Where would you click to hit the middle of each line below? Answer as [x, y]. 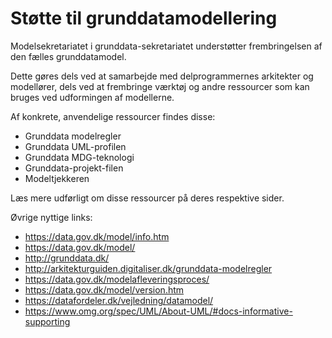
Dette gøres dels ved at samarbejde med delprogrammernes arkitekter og [162, 76]
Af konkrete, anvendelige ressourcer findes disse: [113, 116]
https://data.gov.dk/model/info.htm [97, 236]
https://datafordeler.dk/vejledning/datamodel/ [119, 300]
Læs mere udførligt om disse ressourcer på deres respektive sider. [147, 198]
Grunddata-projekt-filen [74, 168]
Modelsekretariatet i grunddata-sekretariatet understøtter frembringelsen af [166, 46]
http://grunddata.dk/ [67, 258]
